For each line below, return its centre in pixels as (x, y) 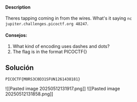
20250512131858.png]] (29, 94)
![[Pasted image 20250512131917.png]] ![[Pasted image (63, 89)
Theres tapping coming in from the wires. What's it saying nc (68, 18)
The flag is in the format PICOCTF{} (50, 52)
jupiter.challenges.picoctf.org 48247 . (47, 24)
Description (18, 7)
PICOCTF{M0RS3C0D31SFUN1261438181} (43, 79)
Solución (20, 67)
